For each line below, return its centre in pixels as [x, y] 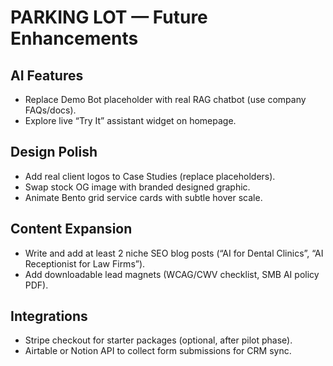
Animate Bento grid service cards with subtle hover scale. [143, 197]
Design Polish [54, 152]
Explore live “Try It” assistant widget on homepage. [130, 120]
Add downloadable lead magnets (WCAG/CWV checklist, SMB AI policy [172, 274]
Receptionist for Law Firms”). [85, 263]
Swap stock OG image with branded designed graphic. [137, 187]
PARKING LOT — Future [109, 17]
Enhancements [74, 38]
